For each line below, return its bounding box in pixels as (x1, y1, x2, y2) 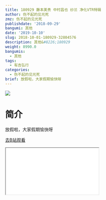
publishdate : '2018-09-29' (5, 21, 61, 26)
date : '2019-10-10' (5, 30, 46, 35)
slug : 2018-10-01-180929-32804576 (5, 35, 77, 40)
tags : (5, 58, 16, 63)
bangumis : (5, 49, 26, 54)
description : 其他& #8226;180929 (5, 40, 70, 45)
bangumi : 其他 (5, 26, 33, 31)
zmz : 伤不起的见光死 (5, 16, 43, 21)
